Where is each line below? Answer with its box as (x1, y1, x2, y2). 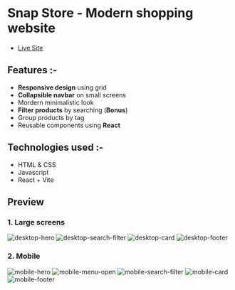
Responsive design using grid (17, 83, 107, 92)
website (7, 20, 56, 36)
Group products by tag (17, 113, 85, 122)
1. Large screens (7, 217, 66, 227)
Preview (7, 195, 45, 208)
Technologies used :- (7, 141, 104, 154)
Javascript (17, 168, 49, 176)
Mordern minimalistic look (17, 98, 94, 107)
